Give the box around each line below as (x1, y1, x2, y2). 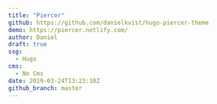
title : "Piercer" (8, 11, 65, 20)
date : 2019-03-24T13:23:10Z (8, 77, 101, 84)
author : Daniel (8, 33, 58, 41)
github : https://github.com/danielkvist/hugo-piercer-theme (8, 19, 210, 27)
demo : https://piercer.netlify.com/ (8, 26, 128, 34)
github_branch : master (8, 84, 83, 92)
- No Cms (15, 70, 44, 77)
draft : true (8, 41, 47, 48)
